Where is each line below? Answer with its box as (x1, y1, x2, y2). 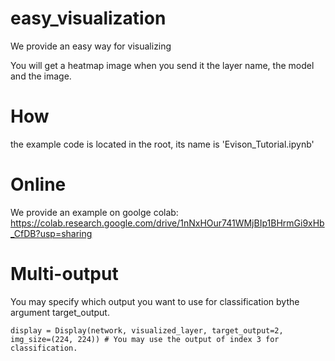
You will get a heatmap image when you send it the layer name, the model (10, 59, 315, 71)
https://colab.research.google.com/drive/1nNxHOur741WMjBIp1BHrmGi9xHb (10, 217, 325, 229)
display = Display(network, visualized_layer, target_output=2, (10, 325, 284, 336)
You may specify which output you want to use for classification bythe (10, 295, 300, 307)
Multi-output (10, 263, 119, 285)
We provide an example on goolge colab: (10, 206, 179, 218)
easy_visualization (10, 7, 167, 30)
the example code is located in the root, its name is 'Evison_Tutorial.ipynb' (10, 138, 315, 150)
